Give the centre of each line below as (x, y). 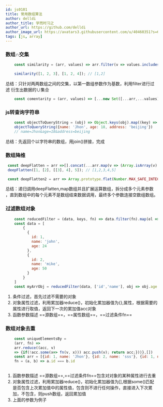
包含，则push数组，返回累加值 (56, 394)
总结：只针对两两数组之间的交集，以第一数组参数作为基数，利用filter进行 (78, 83)
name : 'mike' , (45, 264)
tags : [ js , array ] (24, 37)
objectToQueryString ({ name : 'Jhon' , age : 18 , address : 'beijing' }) (84, 127)
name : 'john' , (45, 242)
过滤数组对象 (21, 209)
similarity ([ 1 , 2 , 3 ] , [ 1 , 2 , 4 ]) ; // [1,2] (60, 74)
